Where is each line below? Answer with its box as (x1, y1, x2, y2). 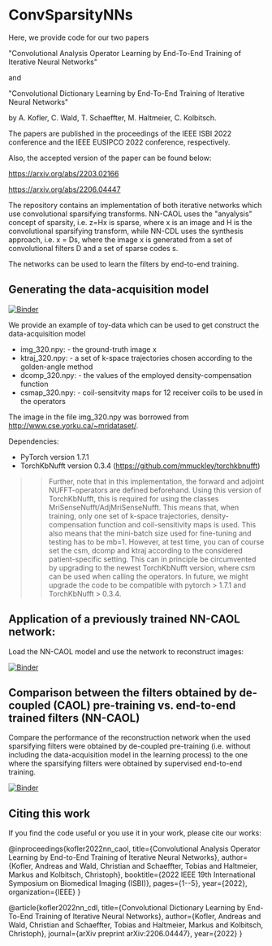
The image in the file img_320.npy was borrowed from (8, 412, 189, 422)
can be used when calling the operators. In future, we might (48, 571, 249, 581)
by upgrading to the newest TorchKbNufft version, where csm (48, 562, 256, 572)
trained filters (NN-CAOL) (8, 711, 140, 725)
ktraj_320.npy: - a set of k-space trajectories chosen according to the (19, 353, 253, 362)
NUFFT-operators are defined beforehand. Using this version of (48, 485, 262, 495)
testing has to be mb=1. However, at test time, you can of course (48, 536, 265, 546)
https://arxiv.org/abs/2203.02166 (8, 168, 119, 178)
